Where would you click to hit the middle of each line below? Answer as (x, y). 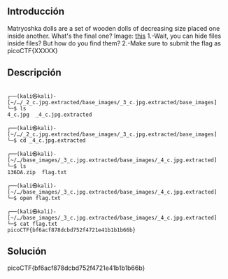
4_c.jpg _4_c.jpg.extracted (50, 115)
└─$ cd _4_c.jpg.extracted (47, 140)
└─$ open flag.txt (34, 198)
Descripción (34, 73)
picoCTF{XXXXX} (33, 50)
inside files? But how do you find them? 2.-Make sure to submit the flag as (114, 43)
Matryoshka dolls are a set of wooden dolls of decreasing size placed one (114, 28)
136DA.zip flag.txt (37, 172)
